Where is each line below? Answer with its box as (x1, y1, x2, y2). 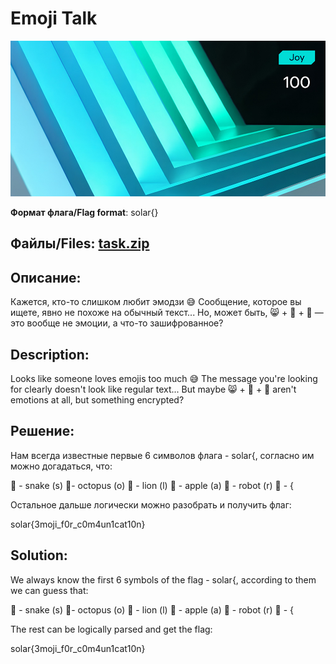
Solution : (10, 547, 68, 564)
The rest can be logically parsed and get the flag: (10, 623, 213, 635)
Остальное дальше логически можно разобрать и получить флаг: (10, 498, 292, 511)
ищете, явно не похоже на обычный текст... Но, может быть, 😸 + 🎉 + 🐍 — (10, 307, 324, 319)
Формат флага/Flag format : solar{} (10, 206, 159, 218)
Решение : (10, 423, 75, 440)
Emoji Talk (10, 7, 98, 30)
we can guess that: (10, 584, 89, 596)
